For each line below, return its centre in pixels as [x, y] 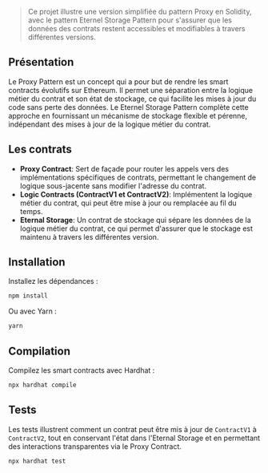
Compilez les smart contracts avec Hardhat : [82, 370]
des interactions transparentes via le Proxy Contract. [95, 446]
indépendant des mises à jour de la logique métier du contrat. [110, 124]
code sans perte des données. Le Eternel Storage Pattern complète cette [129, 107]
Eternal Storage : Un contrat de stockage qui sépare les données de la [135, 220]
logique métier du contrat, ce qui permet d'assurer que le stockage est [136, 228]
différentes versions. [62, 37]
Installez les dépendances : [53, 281]
